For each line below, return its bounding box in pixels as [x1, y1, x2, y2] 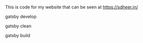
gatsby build [5, 33, 31, 38]
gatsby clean [5, 23, 32, 29]
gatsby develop [5, 14, 37, 19]
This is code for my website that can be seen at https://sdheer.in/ [5, 4, 138, 10]
